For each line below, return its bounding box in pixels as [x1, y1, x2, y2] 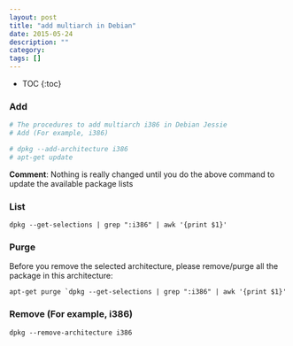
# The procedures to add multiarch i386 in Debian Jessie [9, 120, 227, 129]
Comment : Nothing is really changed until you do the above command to [9, 169, 275, 180]
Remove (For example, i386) [9, 308, 134, 320]
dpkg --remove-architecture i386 [9, 328, 133, 337]
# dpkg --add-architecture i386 [9, 145, 128, 154]
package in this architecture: [9, 271, 113, 281]
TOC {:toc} [21, 79, 62, 88]
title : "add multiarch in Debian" [9, 21, 137, 30]
